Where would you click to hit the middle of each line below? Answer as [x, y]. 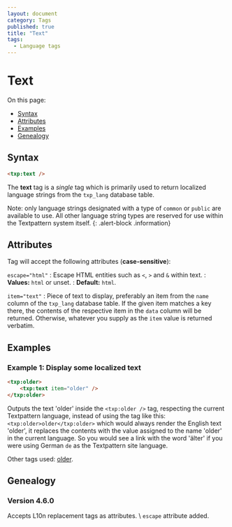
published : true [31, 27]
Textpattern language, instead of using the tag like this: [87, 415]
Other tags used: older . [40, 459]
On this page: [27, 100]
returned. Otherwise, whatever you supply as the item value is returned [110, 318]
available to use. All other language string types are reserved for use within [115, 215]
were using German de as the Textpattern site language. [88, 445]
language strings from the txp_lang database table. [81, 194]
